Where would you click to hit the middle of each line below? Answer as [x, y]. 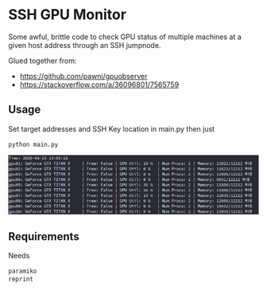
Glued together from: [43, 61]
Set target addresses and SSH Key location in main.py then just [112, 128]
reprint [21, 279]
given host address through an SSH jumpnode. [85, 45]
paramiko [23, 271]
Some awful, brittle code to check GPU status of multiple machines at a [125, 37]
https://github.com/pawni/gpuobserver [83, 76]
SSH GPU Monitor [68, 15]
